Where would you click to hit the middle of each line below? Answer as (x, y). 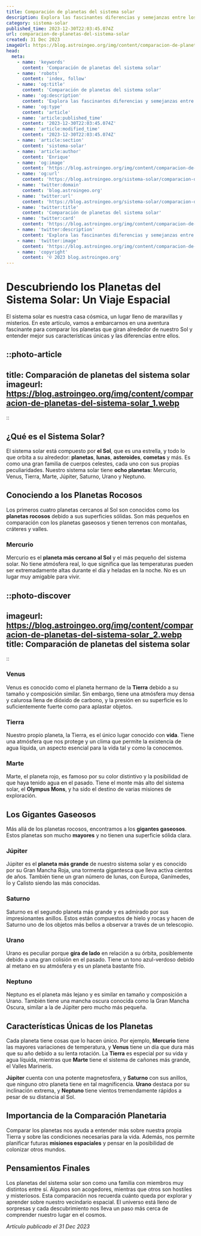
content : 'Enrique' (46, 157)
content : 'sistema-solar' (54, 146)
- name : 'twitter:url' (45, 196)
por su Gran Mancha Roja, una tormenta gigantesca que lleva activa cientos (99, 870)
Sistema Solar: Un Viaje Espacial (88, 300)
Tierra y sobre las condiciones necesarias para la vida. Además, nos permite (100, 1136)
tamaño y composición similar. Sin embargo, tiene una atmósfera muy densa (100, 694)
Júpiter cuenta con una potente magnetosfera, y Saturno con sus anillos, (97, 1078)
